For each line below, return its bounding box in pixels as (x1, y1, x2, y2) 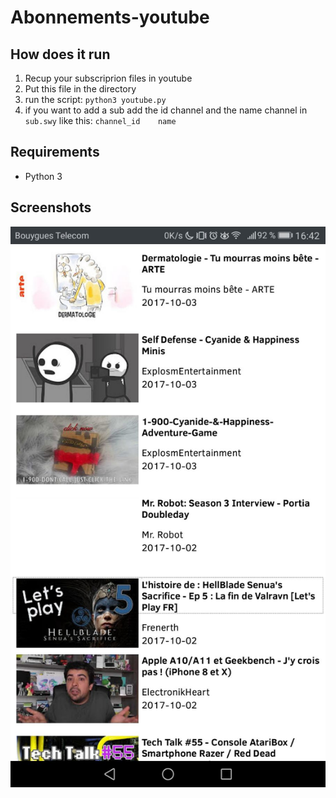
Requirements (10, 144, 100, 161)
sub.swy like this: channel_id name (24, 115, 177, 126)
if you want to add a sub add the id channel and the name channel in (24, 104, 308, 116)
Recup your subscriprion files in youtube (24, 72, 193, 84)
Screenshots (10, 199, 92, 216)
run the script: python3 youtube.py (24, 94, 167, 105)
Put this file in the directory (24, 83, 137, 95)
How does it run (10, 46, 111, 63)
